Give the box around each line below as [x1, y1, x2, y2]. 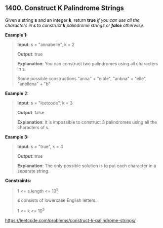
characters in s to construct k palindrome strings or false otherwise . [5, 22, 145, 28]
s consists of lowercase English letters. [17, 197, 97, 203]
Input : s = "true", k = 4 [17, 143, 63, 149]
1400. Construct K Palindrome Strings [5, 4, 124, 12]
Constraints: [5, 178, 32, 183]
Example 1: [5, 32, 28, 38]
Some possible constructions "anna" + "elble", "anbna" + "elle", [17, 75, 147, 81]
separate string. [17, 168, 50, 174]
